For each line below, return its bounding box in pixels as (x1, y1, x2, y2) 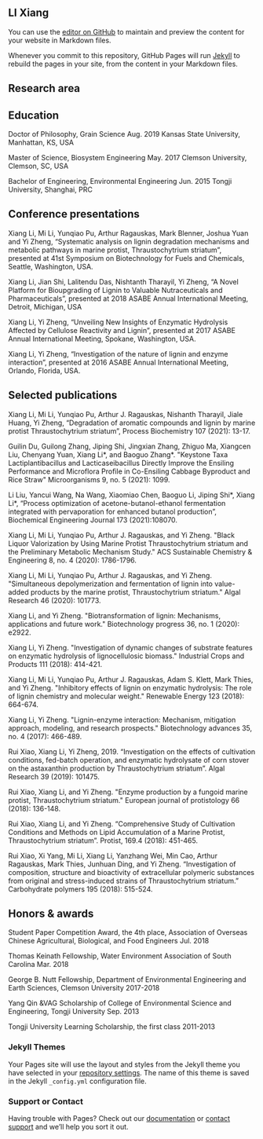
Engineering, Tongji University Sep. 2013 (8, 1007, 140, 1016)
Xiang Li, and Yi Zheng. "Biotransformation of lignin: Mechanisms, (8, 610, 221, 620)
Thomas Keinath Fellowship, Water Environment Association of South (8, 951, 232, 961)
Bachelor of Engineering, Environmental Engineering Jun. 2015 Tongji (8, 177, 232, 186)
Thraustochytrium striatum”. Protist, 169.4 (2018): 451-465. (8, 836, 199, 845)
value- (214, 579, 236, 588)
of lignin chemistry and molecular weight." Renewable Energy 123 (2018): (8, 691, 245, 701)
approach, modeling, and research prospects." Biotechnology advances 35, (8, 723, 253, 733)
